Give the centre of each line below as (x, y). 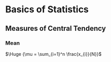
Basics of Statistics (47, 9)
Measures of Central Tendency (56, 28)
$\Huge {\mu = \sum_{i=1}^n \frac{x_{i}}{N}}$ (53, 54)
